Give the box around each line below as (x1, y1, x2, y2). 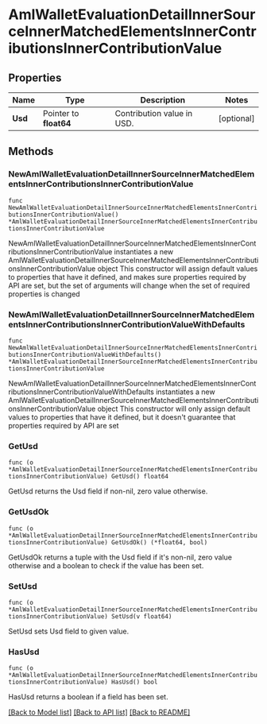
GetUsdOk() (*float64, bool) (110, 538, 208, 546)
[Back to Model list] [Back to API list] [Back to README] (8, 707, 191, 717)
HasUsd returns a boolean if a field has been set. (8, 692, 168, 702)
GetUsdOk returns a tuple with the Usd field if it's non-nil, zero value (8, 552, 233, 562)
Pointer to (42, 108, 79, 118)
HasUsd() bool (110, 678, 158, 687)
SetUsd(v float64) (110, 612, 172, 621)
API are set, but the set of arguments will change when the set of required (8, 281, 250, 290)
